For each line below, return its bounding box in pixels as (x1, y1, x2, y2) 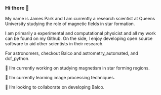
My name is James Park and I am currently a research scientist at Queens (5, 16, 155, 22)
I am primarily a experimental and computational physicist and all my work (5, 31, 156, 36)
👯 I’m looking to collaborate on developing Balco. (5, 84, 105, 90)
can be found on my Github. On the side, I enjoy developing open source (5, 35, 153, 41)
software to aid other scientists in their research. (5, 41, 104, 47)
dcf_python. (5, 56, 30, 62)
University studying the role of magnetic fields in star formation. (5, 21, 135, 27)
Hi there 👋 (5, 4, 30, 11)
